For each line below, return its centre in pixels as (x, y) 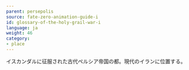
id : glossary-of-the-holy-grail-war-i (53, 22)
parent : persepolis (30, 11)
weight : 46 (19, 33)
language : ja (22, 28)
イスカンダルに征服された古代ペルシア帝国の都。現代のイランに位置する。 (96, 61)
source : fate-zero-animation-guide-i (52, 17)
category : (18, 38)
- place (16, 44)
